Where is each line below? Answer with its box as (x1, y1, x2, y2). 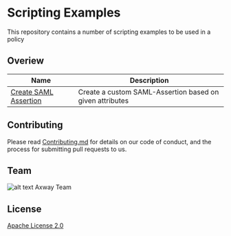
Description (129, 75, 169, 85)
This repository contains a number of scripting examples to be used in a (7, 28, 211, 36)
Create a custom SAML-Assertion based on (78, 87, 219, 97)
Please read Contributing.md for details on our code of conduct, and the (7, 137, 212, 146)
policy (7, 35, 25, 43)
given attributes (78, 95, 129, 105)
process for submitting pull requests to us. (7, 145, 127, 153)
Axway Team (34, 183, 72, 191)
